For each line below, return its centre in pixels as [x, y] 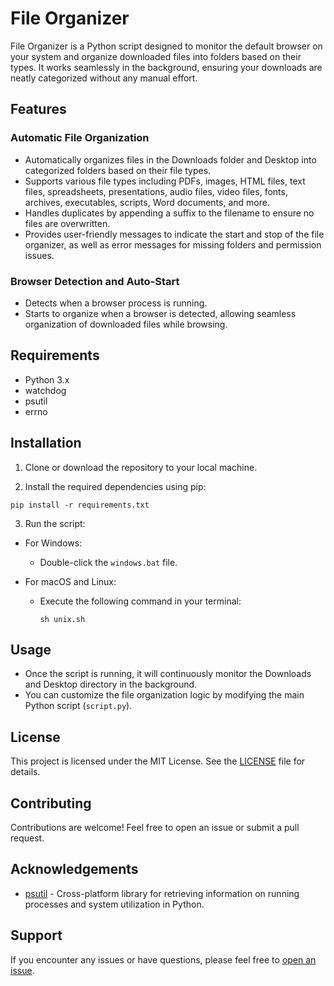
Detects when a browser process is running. [116, 303]
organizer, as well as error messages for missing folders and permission [173, 244]
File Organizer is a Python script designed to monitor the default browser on [166, 46]
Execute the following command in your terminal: [140, 601]
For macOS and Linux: [70, 581]
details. [25, 772]
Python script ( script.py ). [78, 706]
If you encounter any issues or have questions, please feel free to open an [163, 959]
